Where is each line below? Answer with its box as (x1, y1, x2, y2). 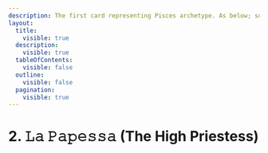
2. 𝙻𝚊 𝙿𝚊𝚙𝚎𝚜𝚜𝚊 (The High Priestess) (8, 127, 259, 146)
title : (15, 26, 37, 34)
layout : (8, 19, 34, 27)
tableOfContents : (15, 57, 73, 65)
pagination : (15, 85, 56, 94)
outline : (15, 71, 45, 79)
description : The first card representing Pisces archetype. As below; (8, 11, 251, 20)
